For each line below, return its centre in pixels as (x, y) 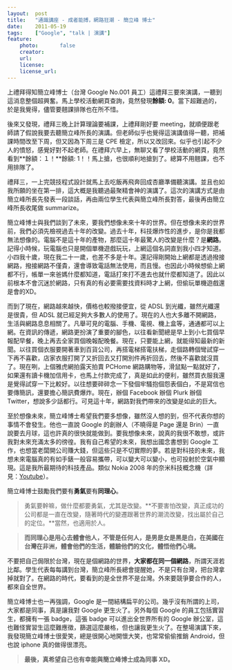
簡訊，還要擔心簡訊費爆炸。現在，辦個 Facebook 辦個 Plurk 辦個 (110, 392)
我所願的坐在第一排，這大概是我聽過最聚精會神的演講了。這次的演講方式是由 (116, 190)
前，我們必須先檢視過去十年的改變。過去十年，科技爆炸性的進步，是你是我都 (116, 231)
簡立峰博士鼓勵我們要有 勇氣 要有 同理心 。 (65, 490)
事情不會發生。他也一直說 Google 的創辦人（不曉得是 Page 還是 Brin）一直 (113, 424)
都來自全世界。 (28, 586)
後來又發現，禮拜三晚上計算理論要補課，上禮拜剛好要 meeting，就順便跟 (110, 124)
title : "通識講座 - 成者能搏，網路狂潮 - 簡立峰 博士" (81, 20)
